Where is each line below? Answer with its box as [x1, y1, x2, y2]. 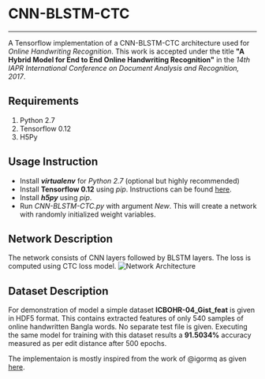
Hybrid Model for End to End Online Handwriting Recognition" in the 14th [8, 54, 251, 64]
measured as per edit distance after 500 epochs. [8, 339, 167, 348]
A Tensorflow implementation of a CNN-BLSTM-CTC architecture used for [8, 38, 250, 47]
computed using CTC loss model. [8, 262, 117, 271]
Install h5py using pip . [19, 192, 92, 202]
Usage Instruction [8, 155, 99, 169]
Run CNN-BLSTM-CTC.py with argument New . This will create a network [19, 201, 257, 210]
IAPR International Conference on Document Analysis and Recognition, [8, 63, 240, 72]
